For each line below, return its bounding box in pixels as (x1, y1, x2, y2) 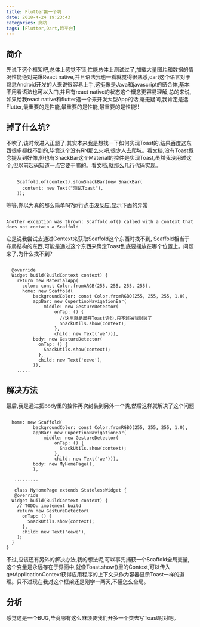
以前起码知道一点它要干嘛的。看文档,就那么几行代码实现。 (18, 162, 161, 169)
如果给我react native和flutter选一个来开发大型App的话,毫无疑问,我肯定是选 (6, 96, 189, 103)
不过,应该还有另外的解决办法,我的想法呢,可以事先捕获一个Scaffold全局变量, (6, 555, 190, 563)
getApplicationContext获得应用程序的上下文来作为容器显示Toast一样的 (6, 570, 180, 577)
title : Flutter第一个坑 (6, 8, 61, 15)
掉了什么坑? (6, 122, 50, 132)
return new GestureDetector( (17, 508, 90, 514)
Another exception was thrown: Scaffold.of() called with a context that (6, 218, 194, 224)
